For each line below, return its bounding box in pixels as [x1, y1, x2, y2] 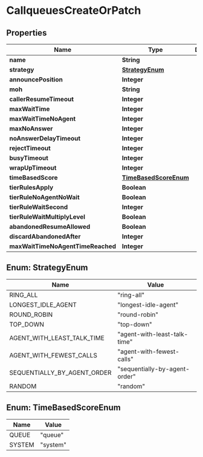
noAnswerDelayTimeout [9, 134, 81, 142]
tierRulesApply [9, 184, 54, 191]
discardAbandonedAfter [9, 232, 81, 240]
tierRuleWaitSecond [9, 203, 68, 211]
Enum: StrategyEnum [6, 263, 88, 273]
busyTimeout [9, 154, 48, 162]
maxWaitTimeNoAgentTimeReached [9, 242, 117, 251]
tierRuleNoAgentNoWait [9, 193, 80, 201]
